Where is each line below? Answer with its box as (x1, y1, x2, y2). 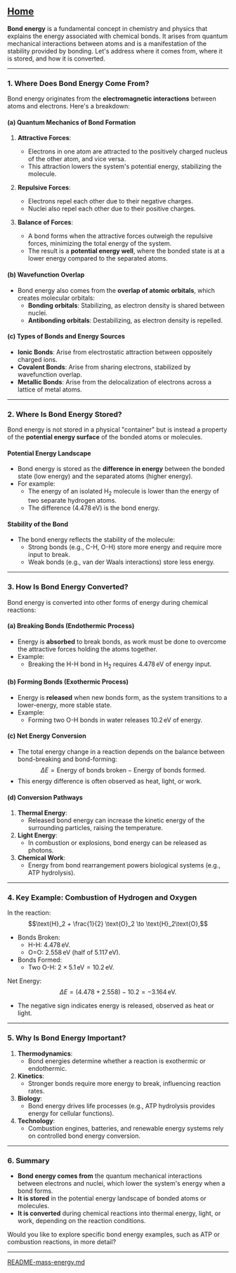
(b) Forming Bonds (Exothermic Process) (7, 677, 129, 686)
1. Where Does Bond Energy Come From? (7, 78, 150, 88)
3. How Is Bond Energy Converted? (7, 582, 129, 592)
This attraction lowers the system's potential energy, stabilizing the (27, 162, 222, 171)
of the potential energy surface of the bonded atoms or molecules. (7, 433, 203, 441)
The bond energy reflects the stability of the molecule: (17, 535, 176, 544)
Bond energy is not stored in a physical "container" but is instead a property (7, 425, 228, 434)
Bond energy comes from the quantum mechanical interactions (17, 1172, 202, 1180)
